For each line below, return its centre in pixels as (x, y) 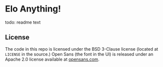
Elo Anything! (33, 9)
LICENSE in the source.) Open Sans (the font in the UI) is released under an (79, 54)
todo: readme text (23, 22)
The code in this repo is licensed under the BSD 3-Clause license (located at (81, 49)
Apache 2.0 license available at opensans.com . (52, 59)
